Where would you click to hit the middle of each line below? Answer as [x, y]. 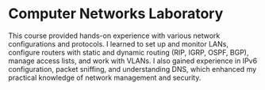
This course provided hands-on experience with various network [114, 36]
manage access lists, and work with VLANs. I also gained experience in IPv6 [133, 61]
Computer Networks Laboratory [116, 14]
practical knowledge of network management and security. [105, 77]
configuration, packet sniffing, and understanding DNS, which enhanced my [132, 69]
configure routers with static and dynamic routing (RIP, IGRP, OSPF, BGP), [129, 52]
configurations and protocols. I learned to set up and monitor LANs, [118, 43]
